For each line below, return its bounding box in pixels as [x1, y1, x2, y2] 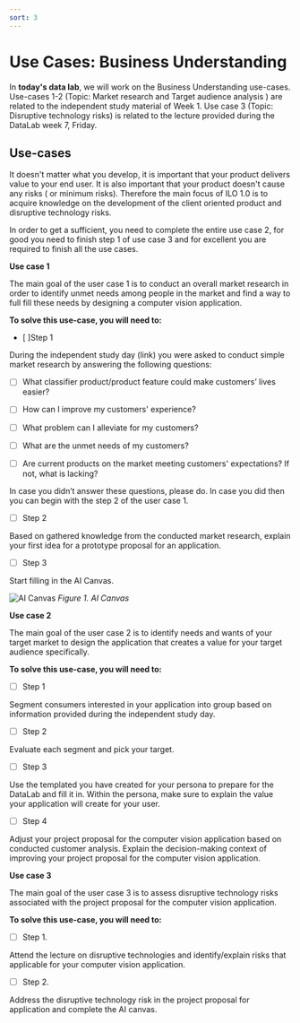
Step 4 [21, 816, 47, 826]
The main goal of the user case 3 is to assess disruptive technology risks [9, 888, 279, 898]
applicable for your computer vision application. [9, 959, 186, 970]
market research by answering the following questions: [9, 360, 212, 370]
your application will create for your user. [9, 799, 161, 809]
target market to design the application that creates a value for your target [9, 637, 283, 647]
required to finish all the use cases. [9, 244, 139, 255]
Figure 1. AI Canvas [57, 593, 130, 603]
